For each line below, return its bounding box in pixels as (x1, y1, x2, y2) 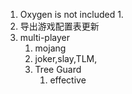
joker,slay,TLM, (34, 53, 98, 64)
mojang (34, 42, 67, 54)
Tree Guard (34, 64, 82, 75)
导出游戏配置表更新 (19, 20, 100, 32)
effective (49, 74, 87, 86)
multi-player (19, 32, 70, 43)
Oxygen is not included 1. (19, 9, 124, 20)
